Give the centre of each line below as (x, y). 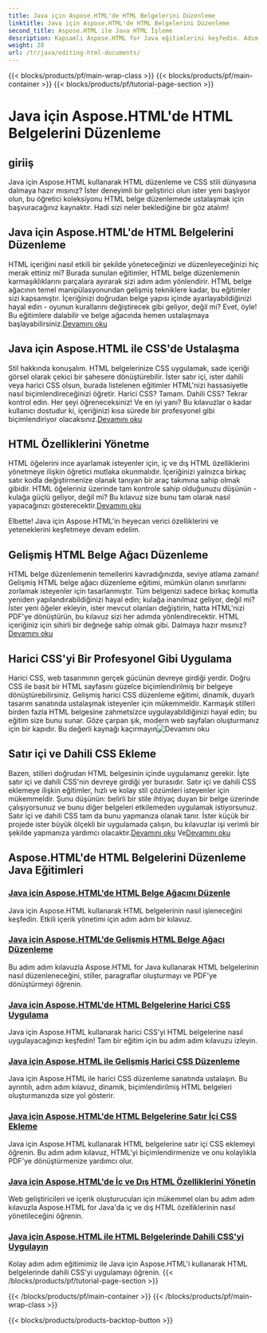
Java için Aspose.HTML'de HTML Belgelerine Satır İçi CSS (123, 1116)
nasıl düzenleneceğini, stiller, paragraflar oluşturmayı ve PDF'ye (113, 975)
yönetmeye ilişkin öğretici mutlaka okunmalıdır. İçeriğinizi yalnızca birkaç (128, 472)
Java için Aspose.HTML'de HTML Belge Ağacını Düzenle (120, 893)
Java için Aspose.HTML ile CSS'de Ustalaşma (124, 349)
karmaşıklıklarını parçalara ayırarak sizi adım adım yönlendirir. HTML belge (130, 281)
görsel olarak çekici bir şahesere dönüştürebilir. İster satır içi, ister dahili (126, 376)
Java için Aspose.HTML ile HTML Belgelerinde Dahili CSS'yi (126, 1236)
